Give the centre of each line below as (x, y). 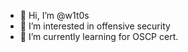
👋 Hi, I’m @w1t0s (54, 15)
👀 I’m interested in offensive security (95, 26)
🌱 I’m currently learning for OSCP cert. (99, 36)
